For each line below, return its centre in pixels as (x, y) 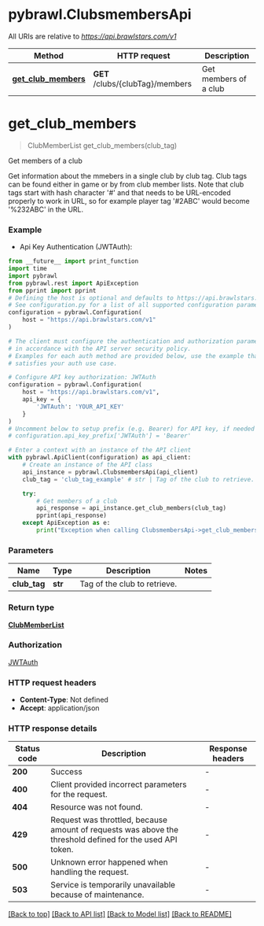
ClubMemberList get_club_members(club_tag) (102, 145)
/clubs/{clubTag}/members (143, 83)
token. (62, 850)
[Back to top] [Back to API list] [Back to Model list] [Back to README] (120, 914)
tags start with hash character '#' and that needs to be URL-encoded (120, 192)
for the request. (79, 795)
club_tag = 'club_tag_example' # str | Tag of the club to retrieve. (139, 479)
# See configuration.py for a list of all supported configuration (121, 305)
